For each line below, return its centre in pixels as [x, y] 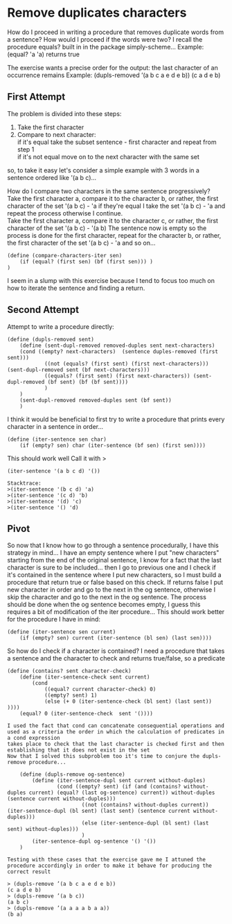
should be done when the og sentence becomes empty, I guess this [104, 605]
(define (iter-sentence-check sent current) [85, 677]
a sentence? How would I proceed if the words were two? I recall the [105, 39]
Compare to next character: [56, 134]
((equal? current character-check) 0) [100, 690]
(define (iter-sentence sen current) [62, 632]
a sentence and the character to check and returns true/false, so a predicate [116, 658]
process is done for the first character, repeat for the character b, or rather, [114, 235]
